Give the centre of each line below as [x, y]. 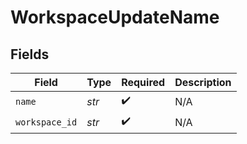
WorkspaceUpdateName [115, 17]
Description [203, 82]
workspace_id [46, 122]
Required [143, 82]
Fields [30, 54]
